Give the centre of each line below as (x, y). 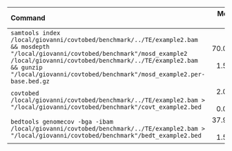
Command (28, 18)
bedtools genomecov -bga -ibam (62, 122)
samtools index (36, 33)
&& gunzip (27, 67)
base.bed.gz (30, 81)
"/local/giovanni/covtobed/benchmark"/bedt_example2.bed (106, 135)
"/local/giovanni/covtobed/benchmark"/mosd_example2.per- (108, 74)
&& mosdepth (30, 47)
